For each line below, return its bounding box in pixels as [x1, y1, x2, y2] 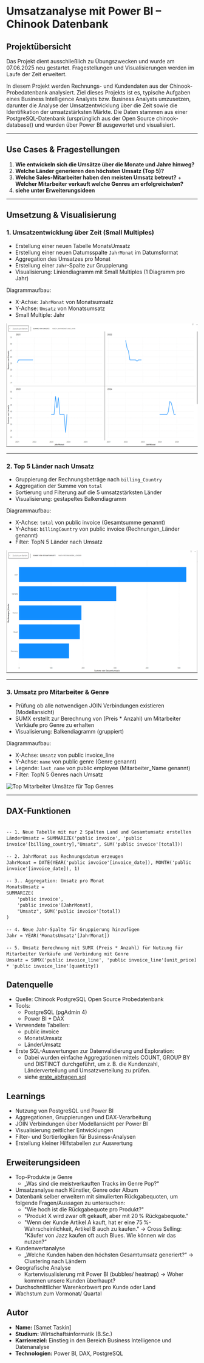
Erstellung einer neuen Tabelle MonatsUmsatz [15, 242, 131, 249]
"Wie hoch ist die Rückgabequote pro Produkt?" [24, 1206, 144, 1213]
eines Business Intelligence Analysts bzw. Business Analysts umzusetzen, [6, 96, 191, 102]
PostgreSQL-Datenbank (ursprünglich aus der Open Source [6, 115, 155, 122]
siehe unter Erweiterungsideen [15, 186, 95, 194]
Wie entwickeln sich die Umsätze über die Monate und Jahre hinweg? [15, 160, 195, 168]
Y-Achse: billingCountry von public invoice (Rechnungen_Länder [15, 525, 180, 533]
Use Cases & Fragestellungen [6, 144, 120, 155]
